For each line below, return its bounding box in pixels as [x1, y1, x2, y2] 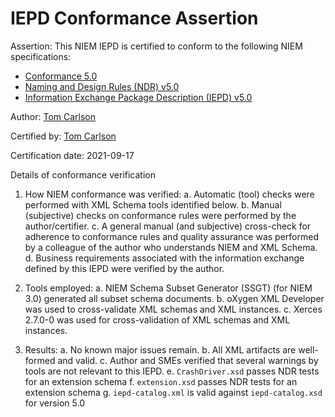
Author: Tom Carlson [10, 110, 96, 122]
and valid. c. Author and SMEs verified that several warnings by [57, 354, 319, 366]
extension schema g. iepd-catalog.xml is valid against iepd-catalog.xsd [24, 386, 323, 398]
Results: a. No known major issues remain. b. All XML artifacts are [24, 343, 297, 356]
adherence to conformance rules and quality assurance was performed [24, 230, 319, 242]
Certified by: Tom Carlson [10, 130, 117, 142]
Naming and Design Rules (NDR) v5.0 [24, 80, 180, 92]
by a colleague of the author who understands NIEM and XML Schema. [24, 241, 318, 253]
